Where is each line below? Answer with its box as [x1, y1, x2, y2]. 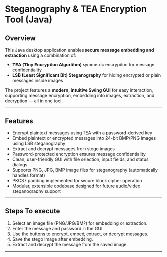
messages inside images [12, 78, 63, 83]
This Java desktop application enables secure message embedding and [5, 47, 154, 53]
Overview [5, 34, 36, 42]
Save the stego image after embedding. [12, 236, 93, 242]
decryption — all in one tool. [5, 98, 63, 104]
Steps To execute [5, 207, 60, 215]
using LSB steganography [12, 140, 66, 146]
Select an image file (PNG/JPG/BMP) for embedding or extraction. [12, 220, 148, 226]
